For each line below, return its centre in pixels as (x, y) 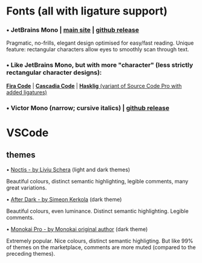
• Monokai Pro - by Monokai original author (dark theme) (77, 229)
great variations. (27, 188)
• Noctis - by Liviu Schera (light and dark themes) (68, 170)
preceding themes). (31, 253)
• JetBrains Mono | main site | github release (73, 30)
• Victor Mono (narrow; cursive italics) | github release (88, 108)
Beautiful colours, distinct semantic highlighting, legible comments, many (97, 181)
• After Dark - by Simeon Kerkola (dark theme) (64, 199)
